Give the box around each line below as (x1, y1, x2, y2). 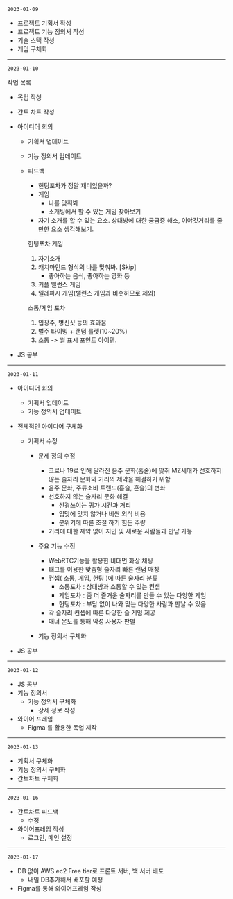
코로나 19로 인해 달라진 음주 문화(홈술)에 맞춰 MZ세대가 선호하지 (48, 466, 222, 474)
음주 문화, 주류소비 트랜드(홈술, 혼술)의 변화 (48, 483, 166, 492)
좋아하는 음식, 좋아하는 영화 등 (48, 272, 130, 280)
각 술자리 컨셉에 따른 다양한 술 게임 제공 (48, 608, 156, 617)
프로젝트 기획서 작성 (17, 19, 71, 27)
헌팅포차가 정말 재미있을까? (37, 182, 112, 189)
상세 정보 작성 (37, 706, 76, 714)
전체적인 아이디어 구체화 (17, 422, 83, 430)
